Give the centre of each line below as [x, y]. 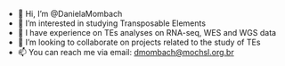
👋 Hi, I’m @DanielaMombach [70, 14]
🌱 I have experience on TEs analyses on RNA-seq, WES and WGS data [147, 33]
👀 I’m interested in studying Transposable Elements [112, 23]
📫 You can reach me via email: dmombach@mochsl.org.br [126, 52]
